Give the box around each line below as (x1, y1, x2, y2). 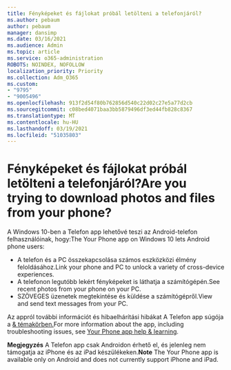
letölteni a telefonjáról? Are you (7, 176, 187, 191)
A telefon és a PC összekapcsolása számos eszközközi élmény (17, 256, 197, 264)
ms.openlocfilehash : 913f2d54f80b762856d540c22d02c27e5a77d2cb (7, 100, 193, 107)
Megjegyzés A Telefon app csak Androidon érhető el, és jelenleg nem (7, 341, 206, 349)
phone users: (7, 242, 45, 251)
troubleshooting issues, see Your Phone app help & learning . (7, 327, 179, 336)
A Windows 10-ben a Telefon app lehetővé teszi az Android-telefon (7, 228, 198, 236)
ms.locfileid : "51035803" (7, 131, 81, 138)
